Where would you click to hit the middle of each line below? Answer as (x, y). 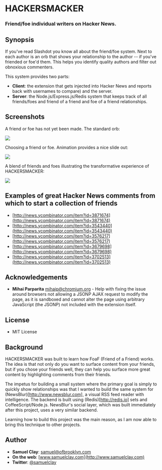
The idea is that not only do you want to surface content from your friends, (80, 364)
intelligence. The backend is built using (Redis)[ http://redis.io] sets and (76, 400)
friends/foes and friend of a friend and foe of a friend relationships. (80, 101)
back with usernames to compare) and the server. (62, 91)
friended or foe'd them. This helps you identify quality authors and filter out (81, 62)
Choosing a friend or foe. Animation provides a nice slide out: (67, 147)
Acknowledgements (36, 277)
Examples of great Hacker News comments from (80, 196)
